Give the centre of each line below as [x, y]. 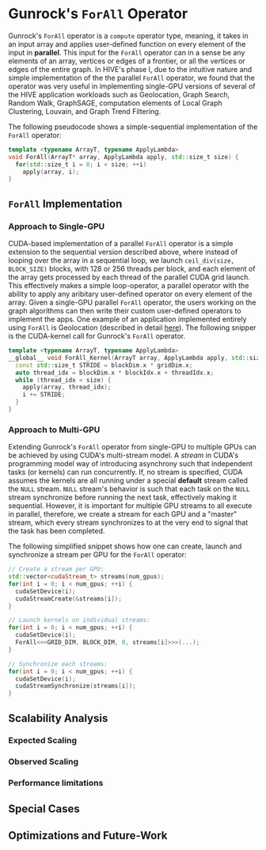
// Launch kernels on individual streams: [79, 620]
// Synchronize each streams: [58, 664]
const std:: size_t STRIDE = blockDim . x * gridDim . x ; [104, 365]
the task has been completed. [57, 531]
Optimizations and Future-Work [88, 836]
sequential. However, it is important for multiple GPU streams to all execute [130, 506]
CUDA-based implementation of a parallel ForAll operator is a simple [121, 243]
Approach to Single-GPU [57, 226]
